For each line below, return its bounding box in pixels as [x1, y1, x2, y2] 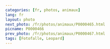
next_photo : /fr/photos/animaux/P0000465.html [5, 21, 105, 27]
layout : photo [5, 17, 35, 22]
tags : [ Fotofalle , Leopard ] [5, 36, 65, 41]
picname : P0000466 [5, 27, 44, 32]
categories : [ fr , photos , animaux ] [5, 7, 81, 13]
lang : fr [5, 12, 24, 17]
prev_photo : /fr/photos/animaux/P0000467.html [5, 31, 105, 36]
